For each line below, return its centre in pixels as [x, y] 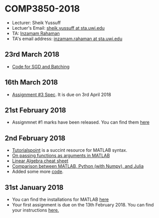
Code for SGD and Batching [41, 66]
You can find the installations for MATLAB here [60, 199]
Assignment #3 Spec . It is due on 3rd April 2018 [61, 94]
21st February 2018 [35, 110]
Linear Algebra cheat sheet [40, 161]
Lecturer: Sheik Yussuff [36, 23]
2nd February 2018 [35, 138]
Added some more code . [38, 172]
